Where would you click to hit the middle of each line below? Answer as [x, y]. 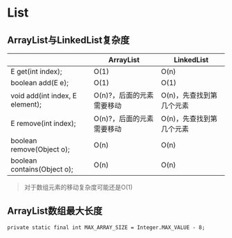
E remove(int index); [43, 123]
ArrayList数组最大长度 [55, 211]
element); [26, 104]
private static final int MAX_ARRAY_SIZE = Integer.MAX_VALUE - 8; [106, 227]
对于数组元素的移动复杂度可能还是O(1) [78, 187]
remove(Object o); [40, 149]
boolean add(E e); [40, 83]
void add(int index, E [44, 96]
